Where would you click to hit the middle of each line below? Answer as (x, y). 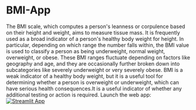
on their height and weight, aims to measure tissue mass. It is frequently (93, 32)
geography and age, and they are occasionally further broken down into (93, 63)
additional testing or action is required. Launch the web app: (79, 95)
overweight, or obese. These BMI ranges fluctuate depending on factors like (98, 57)
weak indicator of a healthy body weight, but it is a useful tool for (85, 76)
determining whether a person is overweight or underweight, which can (93, 82)
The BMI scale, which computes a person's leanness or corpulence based (96, 26)
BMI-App (28, 10)
